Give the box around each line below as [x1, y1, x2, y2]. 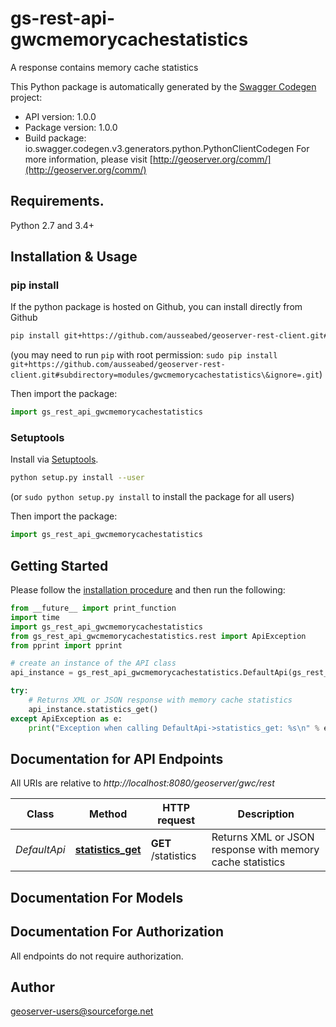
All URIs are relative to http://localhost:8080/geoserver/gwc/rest [10, 777, 275, 789]
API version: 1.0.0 [24, 110, 97, 122]
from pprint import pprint [10, 640, 123, 651]
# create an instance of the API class [10, 658, 177, 669]
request [157, 813, 196, 827]
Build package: [24, 132, 87, 144]
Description [237, 807, 295, 821]
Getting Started [10, 557, 109, 574]
